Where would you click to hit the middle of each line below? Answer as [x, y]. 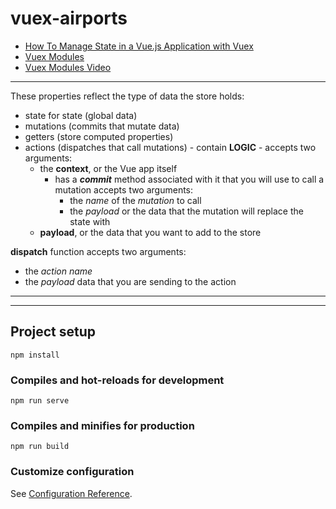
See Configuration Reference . [71, 493]
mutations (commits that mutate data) [102, 126]
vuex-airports [69, 18]
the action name [58, 271]
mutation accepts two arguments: [124, 189]
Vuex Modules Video [68, 67]
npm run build [40, 447]
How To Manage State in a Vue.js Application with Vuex [139, 46]
